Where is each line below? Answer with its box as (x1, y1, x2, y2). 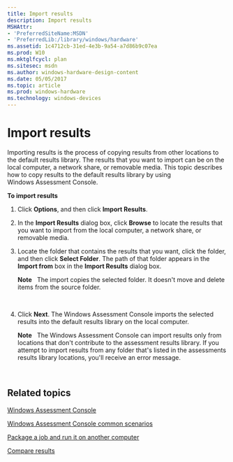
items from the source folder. (17, 283, 101, 291)
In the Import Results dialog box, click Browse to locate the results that (17, 218, 223, 227)
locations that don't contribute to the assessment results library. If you (17, 338, 220, 346)
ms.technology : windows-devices (7, 95, 101, 102)
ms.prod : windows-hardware (7, 88, 86, 95)
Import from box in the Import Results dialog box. (17, 262, 162, 270)
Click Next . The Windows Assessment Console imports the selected (17, 309, 214, 318)
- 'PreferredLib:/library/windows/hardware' (7, 36, 139, 43)
